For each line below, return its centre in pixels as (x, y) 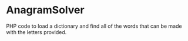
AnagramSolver (45, 10)
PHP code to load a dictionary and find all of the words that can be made (94, 26)
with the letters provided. (36, 32)
